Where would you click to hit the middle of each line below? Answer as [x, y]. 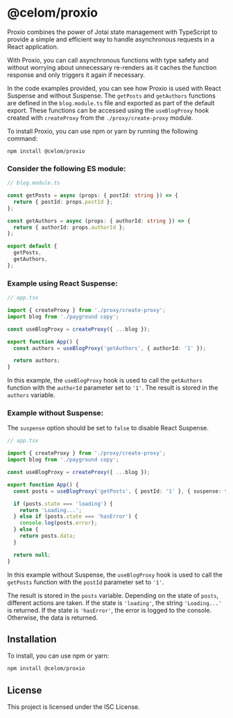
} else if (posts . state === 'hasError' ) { [76, 517]
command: [23, 138]
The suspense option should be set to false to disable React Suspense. [108, 428]
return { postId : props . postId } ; [63, 202]
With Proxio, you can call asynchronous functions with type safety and [108, 60]
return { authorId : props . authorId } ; [70, 227]
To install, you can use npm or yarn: [58, 656]
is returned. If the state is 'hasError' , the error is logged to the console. [110, 610]
